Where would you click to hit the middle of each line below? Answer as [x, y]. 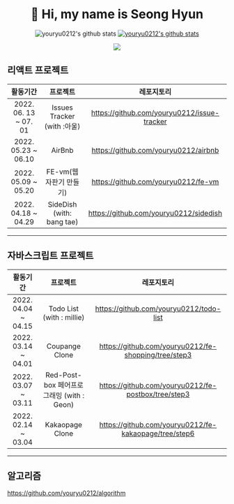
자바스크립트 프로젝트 [50, 256]
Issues [62, 108]
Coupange [64, 346]
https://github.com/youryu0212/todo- [158, 309]
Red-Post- [63, 375]
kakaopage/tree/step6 [158, 433]
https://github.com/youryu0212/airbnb [155, 150]
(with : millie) [64, 317]
